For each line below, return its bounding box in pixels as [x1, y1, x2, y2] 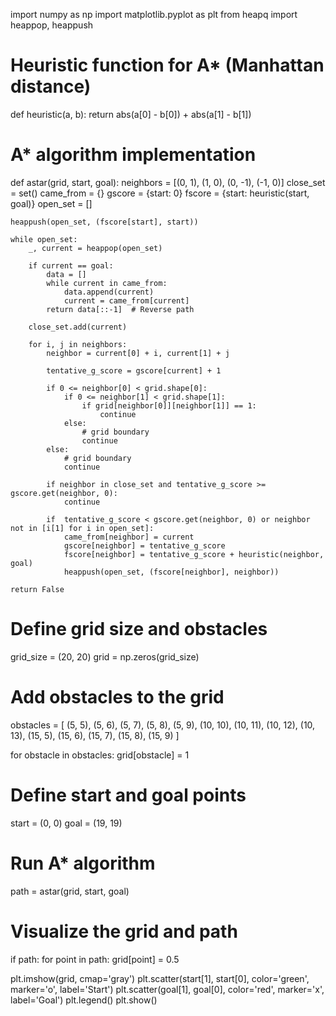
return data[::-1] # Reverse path [46, 304, 195, 314]
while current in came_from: [46, 278, 168, 288]
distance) [10, 75, 92, 98]
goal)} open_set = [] [10, 197, 93, 209]
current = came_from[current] [63, 295, 190, 306]
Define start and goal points [10, 784, 247, 806]
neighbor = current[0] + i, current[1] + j [46, 348, 230, 358]
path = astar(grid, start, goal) [10, 885, 130, 897]
